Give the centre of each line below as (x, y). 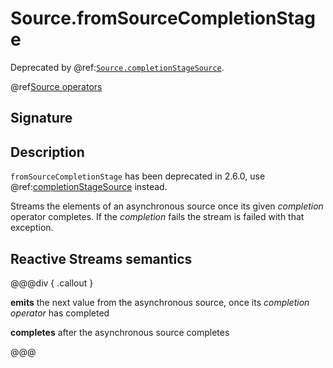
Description (47, 152)
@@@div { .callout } (52, 283)
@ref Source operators (56, 86)
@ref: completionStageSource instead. (89, 187)
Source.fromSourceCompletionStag (163, 18)
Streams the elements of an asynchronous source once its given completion (167, 206)
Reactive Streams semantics (101, 258)
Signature (41, 118)
